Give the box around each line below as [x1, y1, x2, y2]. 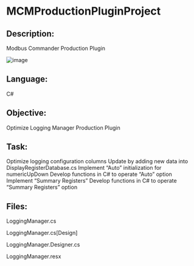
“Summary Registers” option [6, 184, 78, 191]
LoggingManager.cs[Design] [6, 229, 78, 237]
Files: [6, 201, 27, 211]
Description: [6, 29, 55, 39]
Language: [6, 74, 48, 85]
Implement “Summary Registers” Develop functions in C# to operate [6, 177, 178, 184]
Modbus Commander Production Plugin [6, 44, 105, 52]
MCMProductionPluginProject [6, 4, 161, 18]
